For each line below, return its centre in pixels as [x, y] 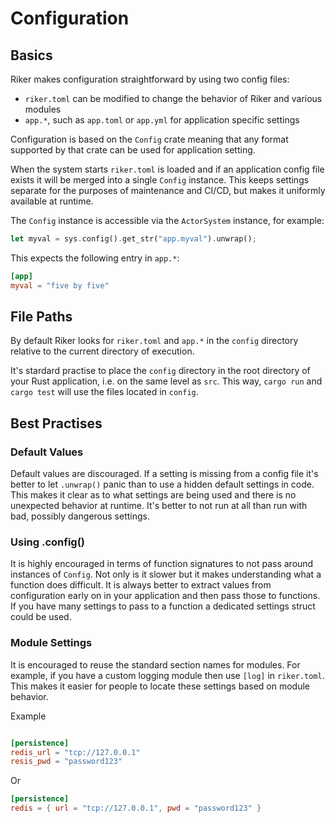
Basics [31, 55]
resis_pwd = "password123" [66, 762]
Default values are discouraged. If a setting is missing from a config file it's [164, 474]
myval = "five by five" [60, 285]
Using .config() [48, 542]
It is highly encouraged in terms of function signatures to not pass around [162, 564]
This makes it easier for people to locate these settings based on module [160, 686]
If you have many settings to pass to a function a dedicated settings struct [163, 606]
